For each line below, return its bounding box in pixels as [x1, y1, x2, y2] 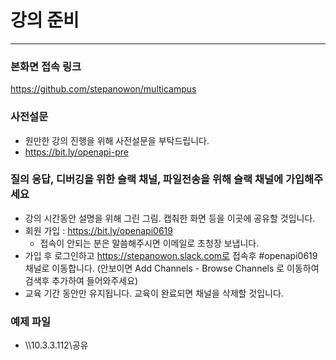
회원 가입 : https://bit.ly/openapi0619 [24, 224, 173, 236]
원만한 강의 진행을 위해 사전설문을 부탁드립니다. [24, 134, 210, 146]
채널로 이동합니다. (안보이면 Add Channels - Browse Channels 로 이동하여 [24, 262, 320, 274]
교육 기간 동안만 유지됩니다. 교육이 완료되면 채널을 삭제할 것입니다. [24, 287, 284, 299]
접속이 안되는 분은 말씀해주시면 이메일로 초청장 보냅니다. [39, 237, 260, 249]
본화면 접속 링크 [10, 59, 82, 73]
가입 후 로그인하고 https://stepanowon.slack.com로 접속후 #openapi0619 [24, 249, 318, 261]
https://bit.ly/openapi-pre [24, 146, 129, 158]
